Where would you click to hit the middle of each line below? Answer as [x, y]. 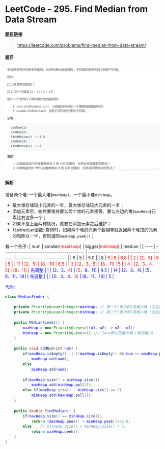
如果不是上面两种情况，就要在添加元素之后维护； [62, 223]
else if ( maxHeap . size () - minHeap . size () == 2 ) [72, 390]
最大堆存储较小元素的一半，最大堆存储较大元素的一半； [68, 205]
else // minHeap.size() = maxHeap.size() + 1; [74, 427]
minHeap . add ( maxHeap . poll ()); [62, 395]
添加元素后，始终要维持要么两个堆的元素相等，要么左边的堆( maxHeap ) [82, 211]
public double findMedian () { [45, 411]
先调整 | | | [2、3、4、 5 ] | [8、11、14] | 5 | [72, 276]
